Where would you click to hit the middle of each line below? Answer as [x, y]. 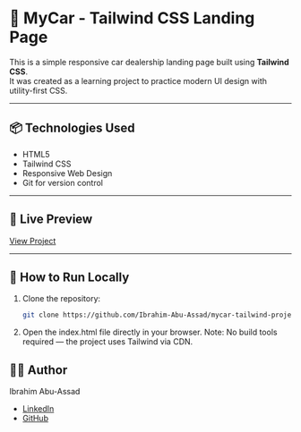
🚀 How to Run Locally [69, 277]
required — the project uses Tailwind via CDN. [107, 342]
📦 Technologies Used [73, 128]
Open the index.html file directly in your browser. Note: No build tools [150, 332]
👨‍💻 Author [39, 370]
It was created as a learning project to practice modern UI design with [138, 80]
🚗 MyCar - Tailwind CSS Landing [132, 18]
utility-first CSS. [39, 90]
